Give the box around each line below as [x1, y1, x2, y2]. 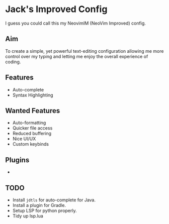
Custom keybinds [12, 141, 49, 147]
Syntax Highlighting [12, 92, 54, 98]
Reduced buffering [12, 131, 52, 137]
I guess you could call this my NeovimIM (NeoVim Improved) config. [5, 20, 146, 26]
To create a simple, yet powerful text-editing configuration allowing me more [5, 48, 164, 54]
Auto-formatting [12, 120, 46, 126]
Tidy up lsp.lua [12, 213, 44, 219]
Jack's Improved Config [5, 4, 108, 15]
